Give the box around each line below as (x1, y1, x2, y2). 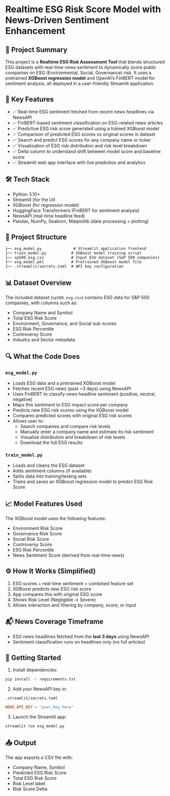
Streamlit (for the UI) (12, 197, 56, 203)
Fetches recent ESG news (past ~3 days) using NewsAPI (12, 385, 131, 392)
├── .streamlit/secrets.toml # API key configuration (5, 264, 124, 269)
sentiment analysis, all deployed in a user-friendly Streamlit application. (5, 80, 155, 86)
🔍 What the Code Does (5, 352, 80, 361)
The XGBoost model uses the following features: (5, 516, 107, 522)
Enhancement (5, 25, 65, 37)
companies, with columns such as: (5, 300, 78, 306)
